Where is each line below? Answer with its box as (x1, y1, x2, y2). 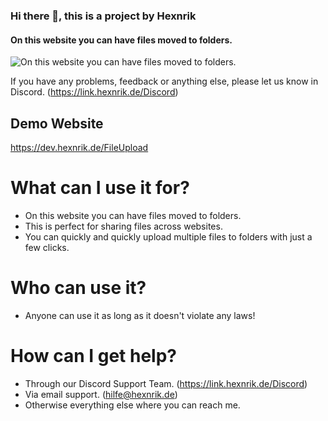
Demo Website (10, 115, 104, 132)
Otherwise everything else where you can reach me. (24, 399, 241, 411)
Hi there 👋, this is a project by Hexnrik (10, 9, 197, 23)
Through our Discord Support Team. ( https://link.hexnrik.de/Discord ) (24, 377, 308, 389)
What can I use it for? (10, 177, 190, 199)
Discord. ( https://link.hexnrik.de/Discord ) (10, 86, 179, 98)
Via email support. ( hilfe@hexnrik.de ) (24, 388, 178, 400)
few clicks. (24, 241, 70, 253)
